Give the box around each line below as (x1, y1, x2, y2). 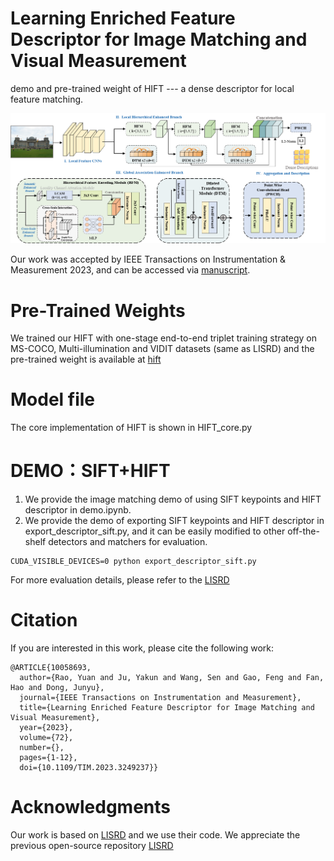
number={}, (19, 743, 65, 753)
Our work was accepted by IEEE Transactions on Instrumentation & (10, 253, 287, 266)
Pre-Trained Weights (10, 299, 186, 322)
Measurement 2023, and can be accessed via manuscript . (10, 264, 251, 276)
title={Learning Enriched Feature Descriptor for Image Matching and (19, 703, 315, 713)
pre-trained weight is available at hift (10, 353, 162, 366)
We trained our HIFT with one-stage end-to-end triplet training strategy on (10, 332, 318, 344)
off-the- (287, 525, 320, 537)
